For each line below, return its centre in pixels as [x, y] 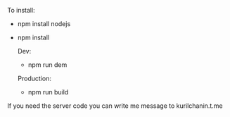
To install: [21, 10]
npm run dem [47, 65]
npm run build [48, 92]
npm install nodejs [44, 24]
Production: [34, 78]
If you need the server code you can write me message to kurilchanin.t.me [115, 106]
